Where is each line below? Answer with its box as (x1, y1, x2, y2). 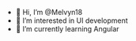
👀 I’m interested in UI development (15, 16, 128, 25)
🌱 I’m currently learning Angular (15, 24, 120, 33)
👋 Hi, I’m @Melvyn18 (15, 8, 83, 17)
